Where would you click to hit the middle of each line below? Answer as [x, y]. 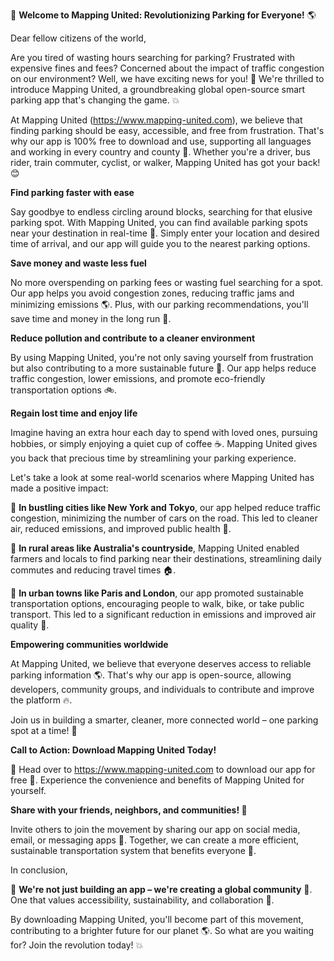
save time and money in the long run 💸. [91, 318]
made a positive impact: [59, 488]
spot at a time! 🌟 [44, 730]
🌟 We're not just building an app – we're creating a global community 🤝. [161, 889]
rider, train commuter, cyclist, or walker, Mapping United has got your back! [165, 162]
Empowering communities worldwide [89, 644]
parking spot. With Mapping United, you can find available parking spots [159, 222]
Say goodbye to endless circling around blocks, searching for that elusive [161, 212]
